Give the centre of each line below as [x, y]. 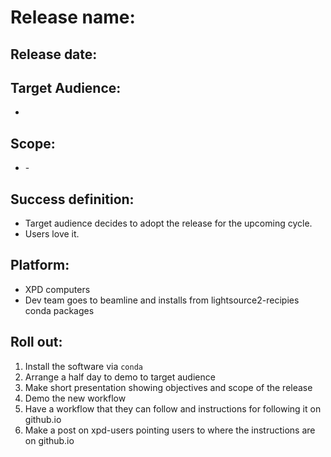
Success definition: [72, 199]
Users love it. [52, 234]
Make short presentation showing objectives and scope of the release [168, 387]
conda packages [59, 310]
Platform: [40, 265]
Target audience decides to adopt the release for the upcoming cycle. [168, 223]
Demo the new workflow [75, 398]
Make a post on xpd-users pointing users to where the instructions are [170, 430]
